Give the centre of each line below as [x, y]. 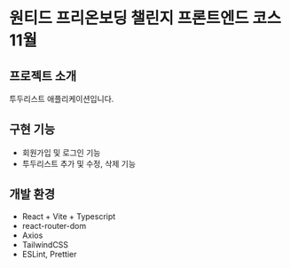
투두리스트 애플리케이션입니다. [62, 99]
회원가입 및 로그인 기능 [61, 153]
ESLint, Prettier [49, 254]
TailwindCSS [45, 244]
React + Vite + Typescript [69, 216]
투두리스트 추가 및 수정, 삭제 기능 [78, 163]
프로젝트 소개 [43, 76]
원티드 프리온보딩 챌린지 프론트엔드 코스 [145, 18]
